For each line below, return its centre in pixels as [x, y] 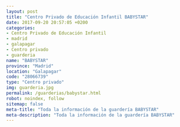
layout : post [22, 11]
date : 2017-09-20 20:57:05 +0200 [47, 22]
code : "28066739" [27, 77]
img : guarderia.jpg [30, 88]
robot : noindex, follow [35, 98]
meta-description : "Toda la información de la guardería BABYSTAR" [91, 115]
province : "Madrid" [30, 66]
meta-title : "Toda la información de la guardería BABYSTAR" [83, 109]
